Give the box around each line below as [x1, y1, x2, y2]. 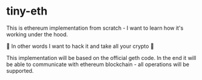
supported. [6, 67, 34, 74]
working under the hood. [6, 30, 69, 38]
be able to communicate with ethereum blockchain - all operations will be [6, 61, 190, 68]
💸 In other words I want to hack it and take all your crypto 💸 [6, 42, 155, 50]
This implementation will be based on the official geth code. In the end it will [6, 54, 197, 61]
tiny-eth [6, 4, 48, 18]
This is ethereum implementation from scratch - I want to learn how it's [6, 24, 184, 32]
